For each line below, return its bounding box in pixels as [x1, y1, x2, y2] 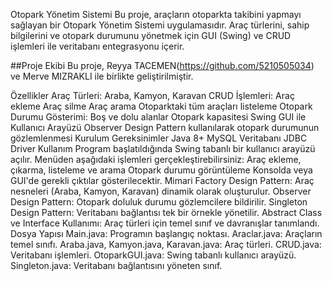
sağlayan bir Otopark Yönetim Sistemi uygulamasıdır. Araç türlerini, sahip [10, 19, 310, 31]
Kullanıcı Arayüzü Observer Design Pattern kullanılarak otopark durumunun [10, 122, 320, 133]
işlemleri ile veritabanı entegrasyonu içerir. [10, 40, 185, 52]
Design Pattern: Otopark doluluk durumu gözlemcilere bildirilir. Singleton [10, 196, 308, 208]
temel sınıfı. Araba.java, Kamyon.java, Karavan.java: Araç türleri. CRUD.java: [10, 239, 322, 250]
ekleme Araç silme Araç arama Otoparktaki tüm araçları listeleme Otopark [10, 100, 313, 112]
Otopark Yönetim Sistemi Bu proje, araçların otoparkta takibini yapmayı [10, 9, 302, 20]
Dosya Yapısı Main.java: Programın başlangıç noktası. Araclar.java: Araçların [10, 228, 323, 239]
